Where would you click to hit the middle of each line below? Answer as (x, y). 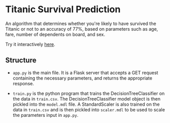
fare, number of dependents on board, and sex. (55, 34)
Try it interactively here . (30, 44)
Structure (21, 60)
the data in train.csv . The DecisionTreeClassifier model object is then (87, 99)
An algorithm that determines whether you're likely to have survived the (81, 23)
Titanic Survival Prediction (63, 9)
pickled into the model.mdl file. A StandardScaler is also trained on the (86, 104)
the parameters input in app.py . (45, 115)
